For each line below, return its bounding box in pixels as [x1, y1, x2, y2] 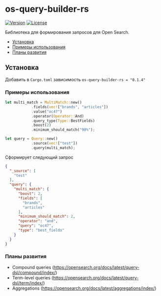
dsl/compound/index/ [12, 269, 56, 275]
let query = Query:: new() [5, 136, 58, 141]
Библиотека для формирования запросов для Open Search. [5, 29, 130, 35]
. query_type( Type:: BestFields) [31, 118, 95, 123]
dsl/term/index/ [12, 280, 44, 286]
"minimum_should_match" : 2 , [18, 214, 76, 219]
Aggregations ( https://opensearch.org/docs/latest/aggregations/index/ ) [12, 285, 157, 291]
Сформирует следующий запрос [5, 154, 73, 160]
